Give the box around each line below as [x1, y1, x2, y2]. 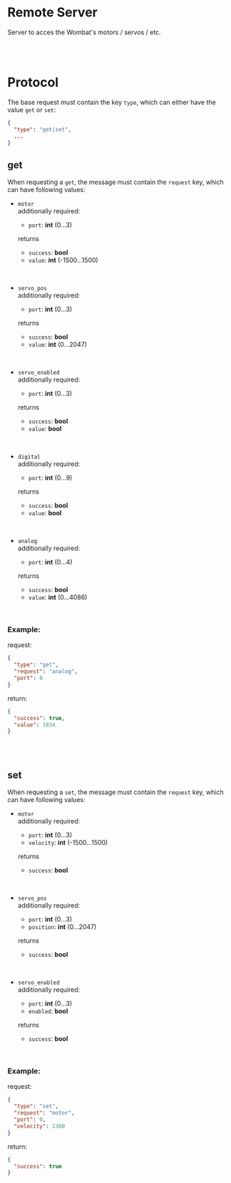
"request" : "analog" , [14, 668, 78, 675]
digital [17, 454, 41, 461]
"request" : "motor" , [14, 1110, 75, 1117]
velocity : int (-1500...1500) [28, 838, 108, 847]
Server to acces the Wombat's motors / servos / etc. [7, 28, 162, 36]
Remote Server [7, 4, 98, 21]
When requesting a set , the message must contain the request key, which [7, 788, 224, 796]
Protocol [7, 74, 59, 91]
